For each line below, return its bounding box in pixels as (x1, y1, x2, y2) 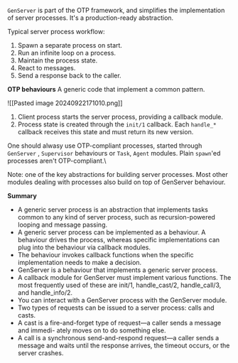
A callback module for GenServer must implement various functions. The (17, 273, 232, 281)
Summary (7, 192, 37, 200)
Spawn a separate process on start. (17, 41, 123, 49)
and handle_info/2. (17, 288, 73, 297)
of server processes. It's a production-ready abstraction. (7, 13, 174, 22)
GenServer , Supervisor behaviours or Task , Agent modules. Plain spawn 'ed (7, 149, 221, 157)
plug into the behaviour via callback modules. (17, 243, 151, 251)
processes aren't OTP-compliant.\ (7, 156, 107, 165)
